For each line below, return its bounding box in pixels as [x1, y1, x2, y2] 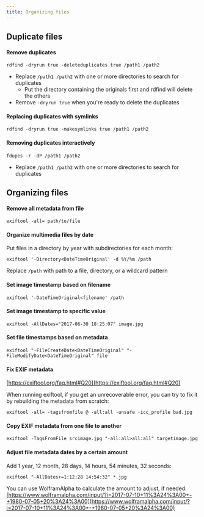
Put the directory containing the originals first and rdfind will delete [24, 86, 193, 93]
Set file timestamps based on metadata [6, 334, 108, 341]
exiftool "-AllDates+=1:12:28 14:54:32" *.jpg [6, 474, 127, 480]
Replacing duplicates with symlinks [6, 112, 99, 120]
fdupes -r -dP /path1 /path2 [6, 153, 81, 159]
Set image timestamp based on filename [6, 281, 111, 289]
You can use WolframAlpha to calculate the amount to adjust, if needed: [6, 485, 188, 492]
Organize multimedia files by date [6, 231, 93, 238]
